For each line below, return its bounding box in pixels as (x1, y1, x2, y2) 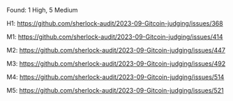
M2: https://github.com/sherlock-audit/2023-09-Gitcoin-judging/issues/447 (6, 46, 226, 54)
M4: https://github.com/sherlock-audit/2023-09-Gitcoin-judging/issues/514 (6, 73, 225, 81)
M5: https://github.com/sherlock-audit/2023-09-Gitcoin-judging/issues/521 (6, 86, 224, 94)
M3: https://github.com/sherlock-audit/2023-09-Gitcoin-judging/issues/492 (6, 59, 226, 68)
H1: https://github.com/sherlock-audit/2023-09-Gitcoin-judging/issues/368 (6, 19, 224, 27)
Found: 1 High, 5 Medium (6, 6, 78, 14)
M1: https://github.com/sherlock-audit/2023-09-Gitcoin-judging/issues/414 (6, 33, 223, 41)
